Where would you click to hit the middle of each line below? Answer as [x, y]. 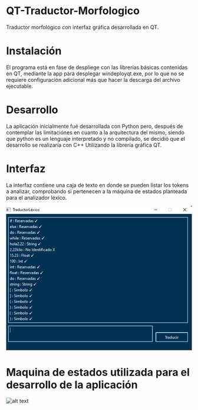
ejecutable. [20, 86]
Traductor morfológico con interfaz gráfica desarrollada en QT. [82, 27]
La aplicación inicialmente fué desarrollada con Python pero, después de [95, 126]
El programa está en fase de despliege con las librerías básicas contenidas [97, 67]
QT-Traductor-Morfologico [73, 11]
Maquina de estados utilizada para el [98, 372]
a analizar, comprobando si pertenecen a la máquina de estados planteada [97, 191]
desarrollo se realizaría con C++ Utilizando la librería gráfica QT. [84, 145]
